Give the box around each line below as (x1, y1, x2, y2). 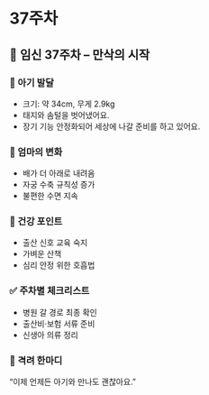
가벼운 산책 (22, 249, 62, 260)
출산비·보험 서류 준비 (22, 317, 95, 329)
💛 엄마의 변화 (9, 145, 63, 158)
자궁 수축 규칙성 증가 (22, 179, 95, 190)
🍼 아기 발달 (9, 76, 54, 88)
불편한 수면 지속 (22, 190, 78, 201)
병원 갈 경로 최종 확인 (22, 307, 97, 317)
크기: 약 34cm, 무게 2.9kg (22, 98, 115, 109)
